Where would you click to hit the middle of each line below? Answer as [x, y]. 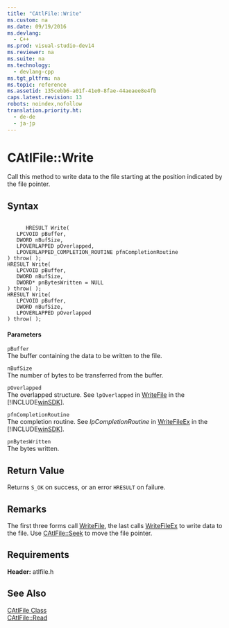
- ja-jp [25, 123]
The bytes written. [33, 449]
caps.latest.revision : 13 [44, 98]
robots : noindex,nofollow [44, 104]
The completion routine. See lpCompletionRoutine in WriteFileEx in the [108, 422]
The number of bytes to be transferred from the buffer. [85, 375]
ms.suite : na [26, 59]
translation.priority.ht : [44, 110]
